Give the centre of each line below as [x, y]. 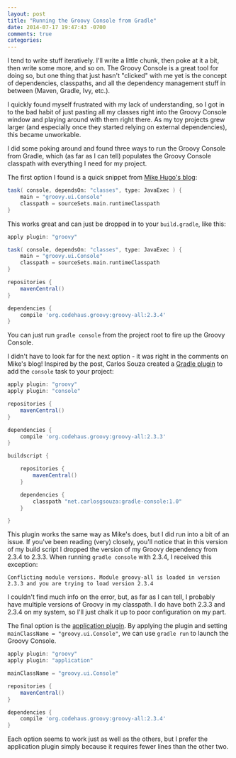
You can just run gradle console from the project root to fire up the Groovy [116, 335]
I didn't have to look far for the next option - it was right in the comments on [118, 357]
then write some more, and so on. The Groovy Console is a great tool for [113, 68]
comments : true [30, 34]
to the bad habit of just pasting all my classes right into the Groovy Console [117, 112]
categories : [25, 40]
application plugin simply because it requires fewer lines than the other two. [118, 747]
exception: [23, 565]
